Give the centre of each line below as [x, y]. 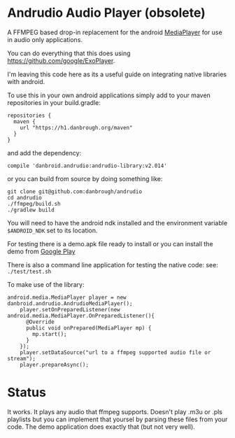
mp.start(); [50, 334]
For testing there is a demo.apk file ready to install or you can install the [110, 243]
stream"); [22, 358]
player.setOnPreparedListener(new [70, 309]
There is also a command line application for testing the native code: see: [113, 264]
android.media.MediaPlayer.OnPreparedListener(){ [81, 316]
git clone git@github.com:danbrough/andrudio [74, 191]
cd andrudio [24, 197]
